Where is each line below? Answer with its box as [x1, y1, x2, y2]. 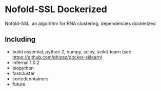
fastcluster [12, 70, 35, 76]
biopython [12, 65, 34, 71]
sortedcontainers [12, 75, 49, 82]
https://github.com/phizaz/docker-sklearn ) [12, 54, 103, 60]
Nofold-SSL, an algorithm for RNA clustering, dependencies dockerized [5, 20, 156, 26]
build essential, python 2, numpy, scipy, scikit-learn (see [12, 48, 132, 54]
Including [5, 35, 36, 44]
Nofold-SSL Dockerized [5, 4, 107, 15]
